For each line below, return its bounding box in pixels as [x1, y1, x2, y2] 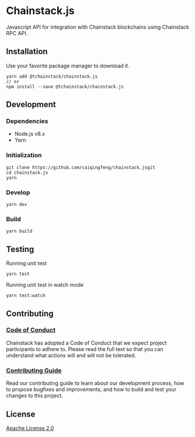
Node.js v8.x [14, 130, 46, 137]
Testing [6, 244, 34, 254]
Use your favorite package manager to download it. [6, 62, 130, 69]
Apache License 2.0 [6, 424, 54, 431]
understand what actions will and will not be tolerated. [6, 352, 136, 359]
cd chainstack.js [6, 170, 48, 176]
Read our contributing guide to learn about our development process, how [6, 380, 185, 387]
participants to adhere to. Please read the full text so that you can [6, 345, 163, 352]
